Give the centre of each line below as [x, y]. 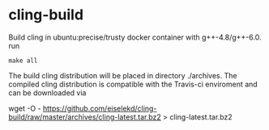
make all [23, 61]
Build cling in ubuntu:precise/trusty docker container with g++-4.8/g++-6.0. [135, 37]
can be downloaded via [47, 92]
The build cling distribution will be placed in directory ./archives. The [123, 75]
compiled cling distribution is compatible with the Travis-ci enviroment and [133, 84]
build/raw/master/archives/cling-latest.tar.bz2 [85, 117]
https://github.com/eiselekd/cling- [100, 108]
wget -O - [25, 108]
